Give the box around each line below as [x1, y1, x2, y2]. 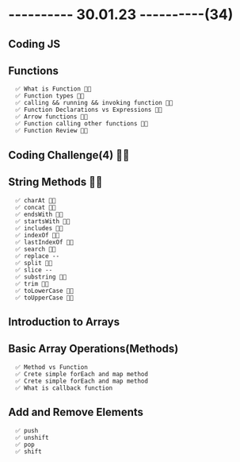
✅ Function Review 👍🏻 [15, 127, 89, 135]
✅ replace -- [15, 252, 60, 260]
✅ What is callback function [15, 383, 113, 392]
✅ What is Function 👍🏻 [15, 85, 92, 93]
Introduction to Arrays [8, 315, 120, 329]
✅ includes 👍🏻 [15, 224, 63, 232]
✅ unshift [15, 433, 49, 441]
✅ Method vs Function [15, 363, 89, 371]
